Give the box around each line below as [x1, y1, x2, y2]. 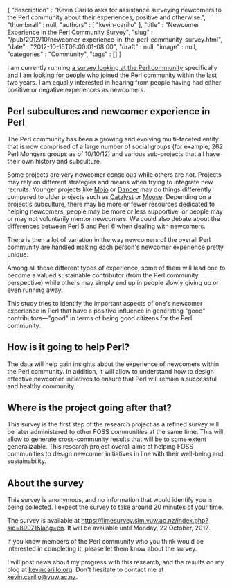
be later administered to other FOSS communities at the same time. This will [7, 428, 224, 436]
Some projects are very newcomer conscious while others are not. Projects [7, 170, 222, 179]
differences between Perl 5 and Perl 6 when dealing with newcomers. [7, 222, 206, 230]
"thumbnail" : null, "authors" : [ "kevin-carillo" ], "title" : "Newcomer [7, 21, 199, 28]
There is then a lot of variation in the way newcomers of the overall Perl [7, 235, 211, 243]
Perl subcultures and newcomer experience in [7, 105, 211, 117]
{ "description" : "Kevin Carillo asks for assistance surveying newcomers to [7, 6, 222, 14]
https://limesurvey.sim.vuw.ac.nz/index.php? [80, 517, 209, 525]
